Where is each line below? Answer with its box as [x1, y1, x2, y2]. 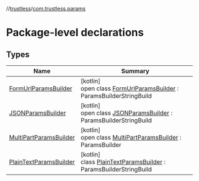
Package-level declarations [6, 26, 144, 39]
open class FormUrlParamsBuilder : [81, 84, 179, 93]
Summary [121, 67, 150, 75]
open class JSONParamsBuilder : [81, 109, 173, 117]
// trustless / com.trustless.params [6, 5, 86, 12]
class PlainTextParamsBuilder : [81, 158, 166, 166]
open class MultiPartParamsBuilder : [81, 134, 182, 141]
